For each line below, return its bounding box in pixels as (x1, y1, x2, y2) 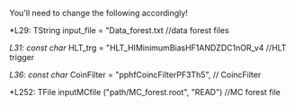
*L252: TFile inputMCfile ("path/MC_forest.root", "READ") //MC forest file (9, 87, 282, 97)
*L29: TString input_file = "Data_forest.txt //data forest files (9, 25, 229, 35)
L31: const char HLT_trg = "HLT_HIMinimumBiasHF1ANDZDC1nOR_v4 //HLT (9, 42, 287, 53)
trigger (9, 52, 34, 62)
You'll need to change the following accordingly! (9, 8, 189, 18)
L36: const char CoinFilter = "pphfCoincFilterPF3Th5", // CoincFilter (9, 69, 262, 80)
